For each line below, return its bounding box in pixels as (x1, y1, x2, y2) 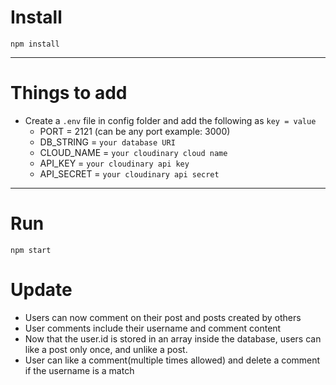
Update (10, 279, 73, 301)
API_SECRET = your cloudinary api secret (39, 167, 220, 180)
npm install (10, 39, 60, 49)
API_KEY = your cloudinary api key (39, 157, 190, 169)
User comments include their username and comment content (24, 322, 282, 334)
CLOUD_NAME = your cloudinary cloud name (39, 146, 228, 158)
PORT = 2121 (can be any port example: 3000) (39, 125, 231, 137)
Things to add (10, 82, 128, 105)
